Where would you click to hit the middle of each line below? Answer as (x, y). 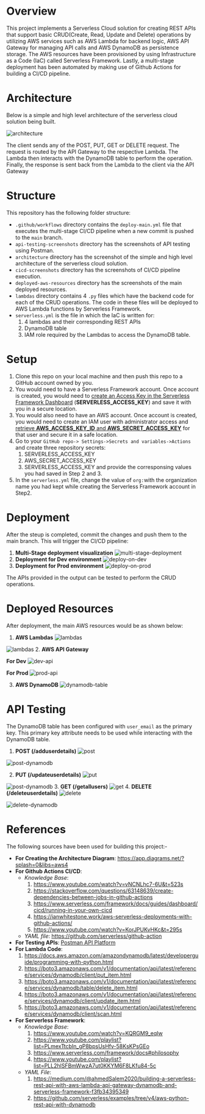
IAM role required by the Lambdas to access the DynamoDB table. (107, 334)
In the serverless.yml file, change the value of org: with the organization (106, 480)
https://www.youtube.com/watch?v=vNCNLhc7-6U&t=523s (108, 884)
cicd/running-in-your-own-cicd (73, 910)
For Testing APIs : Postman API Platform (65, 942)
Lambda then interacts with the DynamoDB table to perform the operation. (100, 158)
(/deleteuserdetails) (32, 793)
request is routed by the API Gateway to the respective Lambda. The (92, 151)
